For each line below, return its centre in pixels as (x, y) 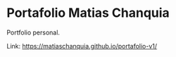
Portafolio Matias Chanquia (88, 13)
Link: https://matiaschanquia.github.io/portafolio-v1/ (82, 46)
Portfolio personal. (33, 32)
